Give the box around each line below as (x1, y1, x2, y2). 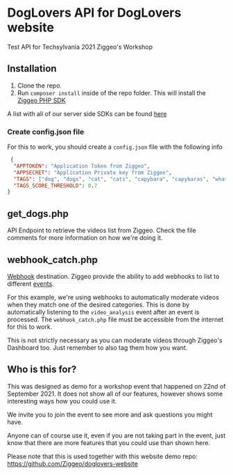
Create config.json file (7, 127, 85, 136)
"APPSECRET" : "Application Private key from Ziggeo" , (13, 169, 172, 176)
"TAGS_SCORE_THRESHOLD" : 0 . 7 (13, 182, 98, 189)
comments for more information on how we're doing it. (7, 234, 163, 242)
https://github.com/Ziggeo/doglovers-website (7, 459, 139, 467)
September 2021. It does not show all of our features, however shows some (7, 389, 223, 398)
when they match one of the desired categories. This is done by (7, 300, 190, 309)
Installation (7, 63, 57, 74)
